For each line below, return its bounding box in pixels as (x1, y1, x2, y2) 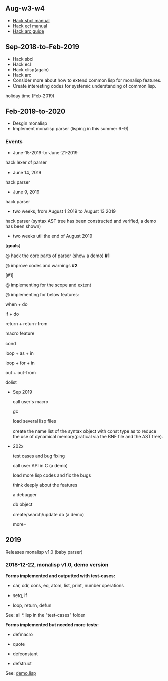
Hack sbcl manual (12, 17, 50, 23)
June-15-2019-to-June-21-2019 (12, 149, 78, 155)
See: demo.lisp (5, 670, 36, 676)
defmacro (12, 631, 33, 637)
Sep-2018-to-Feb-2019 (5, 43, 79, 51)
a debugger (12, 491, 37, 497)
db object (12, 501, 33, 507)
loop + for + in (5, 360, 35, 366)
